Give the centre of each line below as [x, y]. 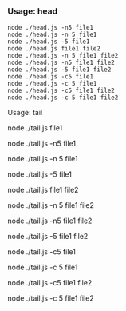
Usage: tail [25, 113]
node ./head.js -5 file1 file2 [59, 70]
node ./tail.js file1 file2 [43, 190]
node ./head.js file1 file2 [54, 49]
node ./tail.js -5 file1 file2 [48, 237]
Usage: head [32, 11]
